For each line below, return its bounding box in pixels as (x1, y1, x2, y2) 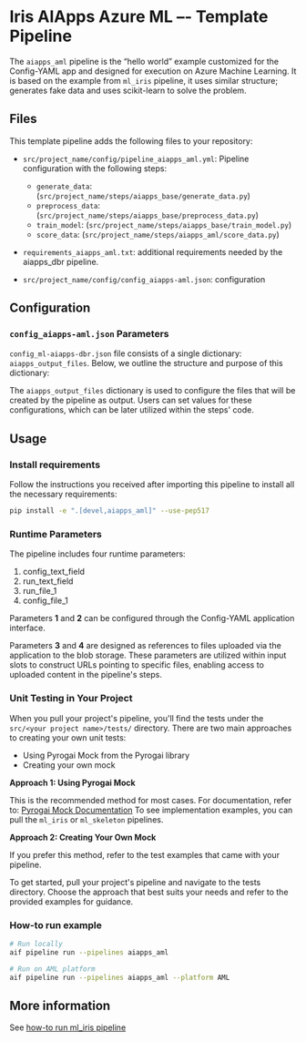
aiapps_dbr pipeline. (22, 256, 99, 267)
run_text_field (22, 576, 74, 587)
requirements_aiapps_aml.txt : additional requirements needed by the (22, 246, 283, 257)
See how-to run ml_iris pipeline (9, 1022, 127, 1033)
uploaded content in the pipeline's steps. (9, 669, 162, 680)
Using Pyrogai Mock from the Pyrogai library (22, 750, 190, 761)
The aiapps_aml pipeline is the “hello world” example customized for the (9, 56, 280, 66)
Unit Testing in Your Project (9, 692, 133, 705)
